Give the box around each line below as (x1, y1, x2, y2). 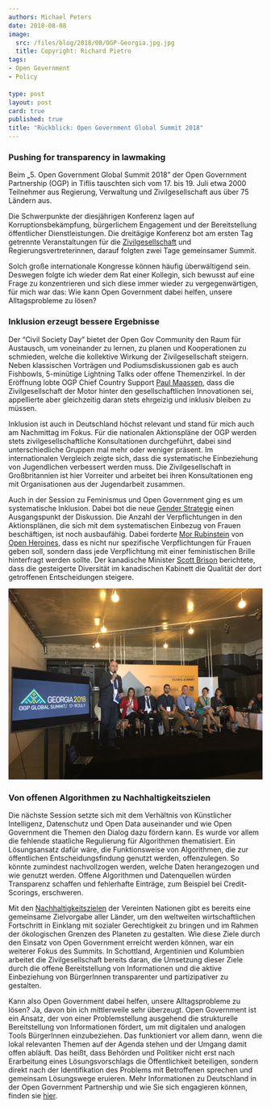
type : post (8, 90, 45, 98)
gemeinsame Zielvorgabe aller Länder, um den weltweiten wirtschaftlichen (8, 911, 256, 921)
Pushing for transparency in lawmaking (8, 151, 166, 163)
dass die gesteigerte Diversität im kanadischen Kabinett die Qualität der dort (8, 563, 262, 573)
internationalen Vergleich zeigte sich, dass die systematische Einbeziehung (8, 453, 258, 463)
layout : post (8, 98, 52, 107)
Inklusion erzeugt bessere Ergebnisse (8, 316, 160, 328)
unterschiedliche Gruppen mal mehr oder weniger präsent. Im (8, 445, 214, 455)
